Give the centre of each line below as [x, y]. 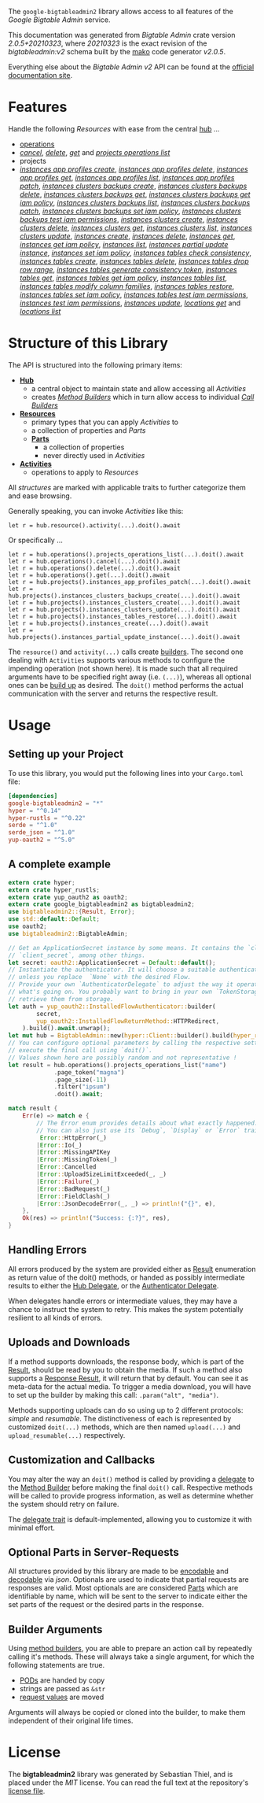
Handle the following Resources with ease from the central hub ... [114, 128]
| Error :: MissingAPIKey [73, 1152]
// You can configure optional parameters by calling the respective [125, 1043]
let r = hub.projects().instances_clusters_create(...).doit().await [125, 602]
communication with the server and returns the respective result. [113, 693]
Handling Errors [48, 1250]
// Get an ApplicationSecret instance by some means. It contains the [126, 948]
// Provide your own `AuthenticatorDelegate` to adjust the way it [121, 985]
